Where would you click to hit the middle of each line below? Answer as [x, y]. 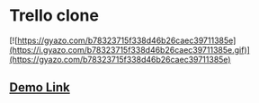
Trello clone [54, 16]
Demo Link [40, 87]
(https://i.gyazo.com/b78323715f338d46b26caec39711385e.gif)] [129, 49]
